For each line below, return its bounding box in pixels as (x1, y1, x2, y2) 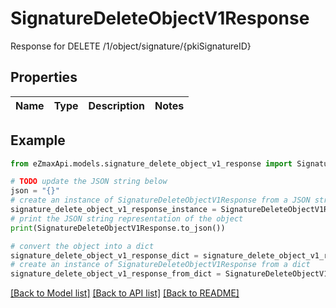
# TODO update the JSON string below (10, 177, 168, 187)
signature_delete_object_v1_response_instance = (10, 205, 217, 215)
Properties (10, 69, 78, 86)
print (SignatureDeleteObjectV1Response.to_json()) (10, 223, 226, 233)
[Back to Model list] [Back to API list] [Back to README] (10, 287, 240, 299)
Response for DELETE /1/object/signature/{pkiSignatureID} (10, 40, 252, 52)
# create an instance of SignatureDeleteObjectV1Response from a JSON (10, 195, 311, 206)
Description (88, 98, 145, 112)
